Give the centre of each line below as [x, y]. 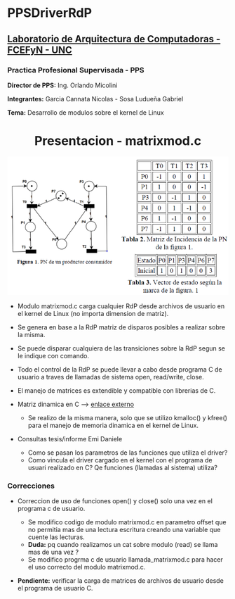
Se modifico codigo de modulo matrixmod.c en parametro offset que [127, 522]
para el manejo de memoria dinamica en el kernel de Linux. [113, 425]
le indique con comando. [53, 355]
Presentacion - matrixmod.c [118, 141]
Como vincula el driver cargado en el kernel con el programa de [120, 460]
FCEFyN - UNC [40, 50]
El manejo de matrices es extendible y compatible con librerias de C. [116, 390]
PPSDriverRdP [50, 13]
